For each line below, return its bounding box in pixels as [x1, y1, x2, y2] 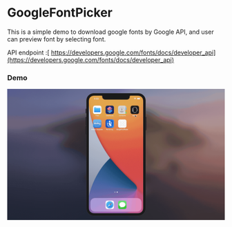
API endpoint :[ [7, 48, 50, 57]
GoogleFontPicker [7, 5, 113, 21]
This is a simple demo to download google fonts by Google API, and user [7, 28, 214, 36]
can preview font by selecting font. [7, 34, 106, 43]
